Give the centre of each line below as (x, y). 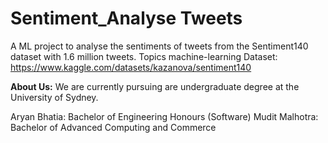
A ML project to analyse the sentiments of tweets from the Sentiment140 (159, 46)
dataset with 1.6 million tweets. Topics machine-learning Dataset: (144, 56)
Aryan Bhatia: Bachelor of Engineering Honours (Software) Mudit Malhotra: (164, 116)
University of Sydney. (54, 97)
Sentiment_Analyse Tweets (126, 18)
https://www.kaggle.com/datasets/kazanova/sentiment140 (131, 67)
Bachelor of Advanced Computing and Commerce (113, 127)
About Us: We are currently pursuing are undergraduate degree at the (155, 86)
